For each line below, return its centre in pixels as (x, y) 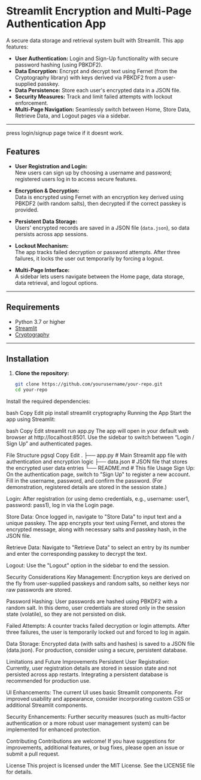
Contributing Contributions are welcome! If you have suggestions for (91, 741)
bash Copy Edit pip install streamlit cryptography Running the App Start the (99, 413)
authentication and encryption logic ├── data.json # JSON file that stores (97, 462)
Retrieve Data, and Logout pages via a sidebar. (72, 116)
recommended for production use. (48, 681)
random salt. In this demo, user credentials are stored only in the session (96, 608)
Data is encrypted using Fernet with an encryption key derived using (99, 197)
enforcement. (31, 103)
